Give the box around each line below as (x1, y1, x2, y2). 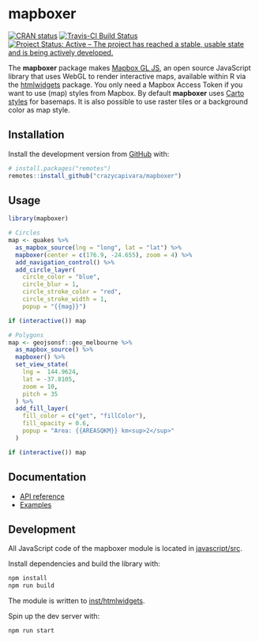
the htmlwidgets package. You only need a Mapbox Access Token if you (8, 80, 243, 89)
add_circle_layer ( (15, 266, 77, 274)
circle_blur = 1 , (22, 280, 80, 289)
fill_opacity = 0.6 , (22, 420, 90, 427)
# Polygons (8, 331, 44, 339)
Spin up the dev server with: (8, 611, 100, 621)
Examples (19, 500, 52, 509)
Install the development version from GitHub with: (8, 149, 170, 158)
